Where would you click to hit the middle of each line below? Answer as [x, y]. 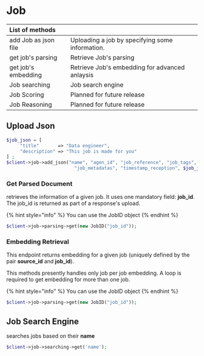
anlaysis [82, 75]
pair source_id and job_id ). [40, 261]
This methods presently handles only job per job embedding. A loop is [94, 273]
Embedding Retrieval [38, 242]
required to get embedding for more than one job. [68, 280]
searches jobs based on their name [51, 336]
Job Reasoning [31, 104]
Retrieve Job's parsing [102, 57]
